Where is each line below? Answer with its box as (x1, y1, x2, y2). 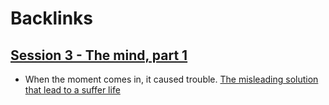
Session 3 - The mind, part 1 (10, 47, 188, 64)
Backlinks (10, 7, 94, 30)
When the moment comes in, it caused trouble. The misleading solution (24, 73, 319, 85)
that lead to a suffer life (24, 84, 121, 96)
